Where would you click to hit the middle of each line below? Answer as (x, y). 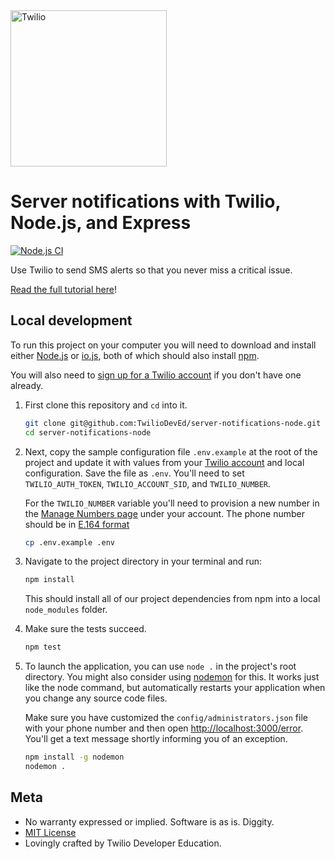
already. (27, 385)
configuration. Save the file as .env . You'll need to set (134, 473)
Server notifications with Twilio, (145, 201)
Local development (71, 320)
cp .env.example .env (69, 542)
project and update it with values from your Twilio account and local (164, 462)
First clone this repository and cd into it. (106, 405)
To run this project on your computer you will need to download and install (163, 345)
